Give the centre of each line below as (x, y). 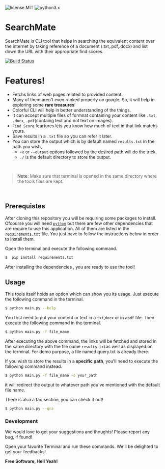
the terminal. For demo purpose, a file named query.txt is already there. (77, 352)
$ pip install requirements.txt (39, 257)
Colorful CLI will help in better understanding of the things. (71, 110)
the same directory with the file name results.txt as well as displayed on (79, 347)
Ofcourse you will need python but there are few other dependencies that (79, 223)
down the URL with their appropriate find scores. (54, 51)
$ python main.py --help (30, 308)
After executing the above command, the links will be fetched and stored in (81, 341)
